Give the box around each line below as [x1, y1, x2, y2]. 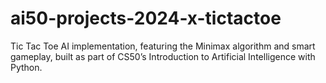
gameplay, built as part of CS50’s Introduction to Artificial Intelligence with [10, 50, 316, 62]
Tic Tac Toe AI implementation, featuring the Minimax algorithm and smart [10, 40, 316, 52]
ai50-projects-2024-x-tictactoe [10, 7, 282, 30]
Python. [10, 61, 43, 73]
